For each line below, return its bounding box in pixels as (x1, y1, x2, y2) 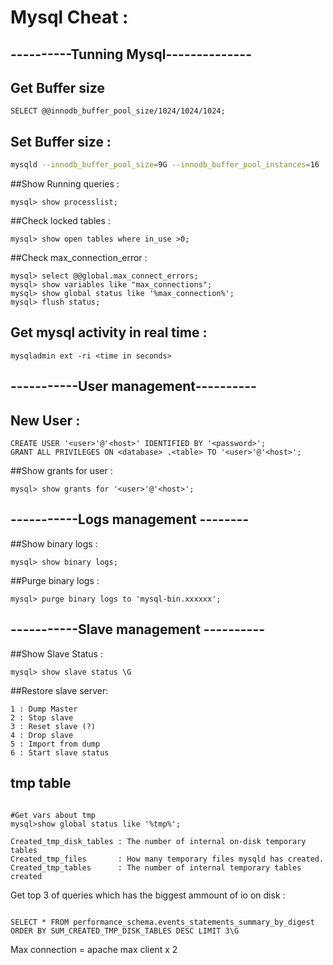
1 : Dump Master (10, 704, 78, 714)
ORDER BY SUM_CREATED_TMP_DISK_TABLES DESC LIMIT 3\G (10, 926, 240, 936)
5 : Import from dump (10, 739, 101, 749)
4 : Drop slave (10, 730, 74, 740)
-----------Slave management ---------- (10, 621, 266, 638)
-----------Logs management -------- (10, 511, 250, 528)
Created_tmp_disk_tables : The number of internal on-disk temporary (10, 836, 307, 846)
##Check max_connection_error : (10, 252, 148, 264)
